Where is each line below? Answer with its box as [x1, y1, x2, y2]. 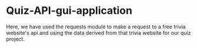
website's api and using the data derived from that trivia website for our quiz [6, 29, 191, 36]
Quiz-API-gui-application [6, 4, 132, 17]
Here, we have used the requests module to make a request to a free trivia [6, 23, 186, 30]
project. [6, 35, 25, 42]
